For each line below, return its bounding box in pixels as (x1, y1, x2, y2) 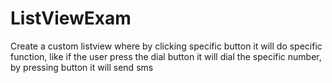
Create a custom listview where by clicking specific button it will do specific (10, 40, 323, 52)
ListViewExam (10, 7, 132, 30)
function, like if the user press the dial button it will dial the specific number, (10, 50, 322, 62)
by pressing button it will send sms (10, 61, 154, 73)
